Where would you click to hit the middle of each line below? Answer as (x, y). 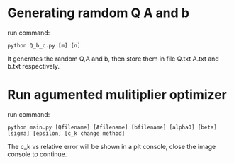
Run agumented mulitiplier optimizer (117, 95)
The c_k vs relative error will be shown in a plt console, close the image (112, 146)
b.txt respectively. (34, 66)
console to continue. (37, 154)
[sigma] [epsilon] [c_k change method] (66, 133)
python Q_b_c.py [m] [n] (44, 45)
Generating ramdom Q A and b (99, 13)
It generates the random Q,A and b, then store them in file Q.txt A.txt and (113, 59)
